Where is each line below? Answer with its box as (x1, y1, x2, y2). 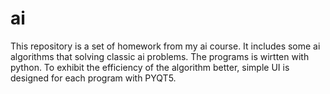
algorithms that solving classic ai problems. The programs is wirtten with (10, 50, 310, 62)
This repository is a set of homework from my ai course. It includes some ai (10, 40, 321, 52)
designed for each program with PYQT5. (10, 72, 177, 84)
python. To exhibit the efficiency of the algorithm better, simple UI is (10, 61, 290, 73)
